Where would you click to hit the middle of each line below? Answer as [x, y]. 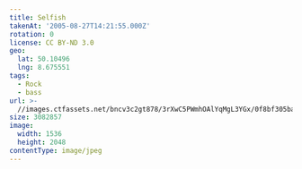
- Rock [30, 84]
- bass [30, 92]
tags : [19, 76]
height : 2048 [42, 142]
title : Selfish [38, 17]
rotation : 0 [31, 34]
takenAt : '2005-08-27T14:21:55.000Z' [80, 26]
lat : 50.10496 [44, 59]
